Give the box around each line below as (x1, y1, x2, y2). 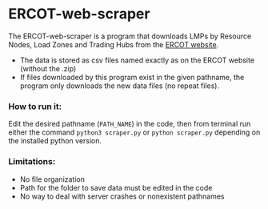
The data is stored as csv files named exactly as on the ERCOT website (19, 55, 254, 65)
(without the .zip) (19, 63, 77, 73)
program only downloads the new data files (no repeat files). (19, 81, 220, 90)
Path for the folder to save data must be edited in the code (19, 183, 213, 192)
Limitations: (8, 156, 56, 167)
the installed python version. (8, 136, 102, 146)
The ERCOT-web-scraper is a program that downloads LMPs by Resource (8, 31, 252, 41)
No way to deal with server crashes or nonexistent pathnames (19, 191, 225, 201)
